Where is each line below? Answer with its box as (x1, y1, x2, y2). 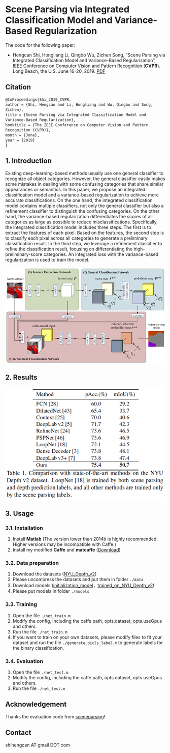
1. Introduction (5, 157, 52, 165)
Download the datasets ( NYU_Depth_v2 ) (12, 571, 97, 577)
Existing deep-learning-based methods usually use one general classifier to (5, 170, 164, 176)
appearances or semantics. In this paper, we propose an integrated (5, 186, 146, 192)
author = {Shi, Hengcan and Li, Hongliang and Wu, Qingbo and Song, (5, 102, 153, 107)
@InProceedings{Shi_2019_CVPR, (5, 97, 72, 102)
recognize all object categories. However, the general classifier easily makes (5, 176, 165, 182)
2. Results (5, 373, 38, 382)
